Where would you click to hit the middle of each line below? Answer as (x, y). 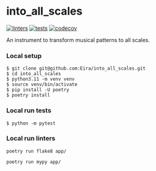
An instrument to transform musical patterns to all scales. (78, 40)
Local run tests (29, 111)
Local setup (24, 56)
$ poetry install (28, 95)
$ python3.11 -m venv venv (41, 79)
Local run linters (31, 139)
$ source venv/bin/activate (42, 85)
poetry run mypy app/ (34, 162)
